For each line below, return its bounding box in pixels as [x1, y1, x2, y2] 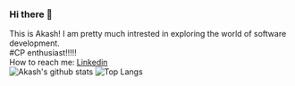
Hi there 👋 [9, 8, 54, 21]
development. [9, 38, 60, 48]
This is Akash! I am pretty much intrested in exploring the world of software [9, 29, 287, 39]
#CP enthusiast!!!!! [9, 47, 78, 58]
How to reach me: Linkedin [9, 57, 108, 68]
